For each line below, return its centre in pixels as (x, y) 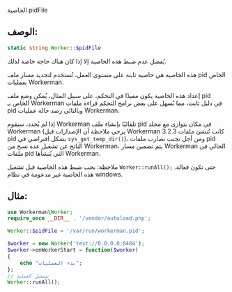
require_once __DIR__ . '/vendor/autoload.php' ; (79, 218)
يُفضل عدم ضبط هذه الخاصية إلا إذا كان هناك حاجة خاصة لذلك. (87, 61)
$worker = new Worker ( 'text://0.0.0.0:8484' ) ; (76, 244)
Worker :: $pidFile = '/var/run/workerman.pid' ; (76, 231)
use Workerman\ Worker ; (40, 212)
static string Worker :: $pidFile (54, 48)
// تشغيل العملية (28, 276)
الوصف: (23, 32)
